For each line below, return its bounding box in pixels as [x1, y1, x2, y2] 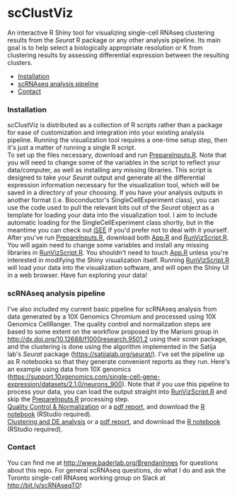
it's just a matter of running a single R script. [7, 143, 137, 152]
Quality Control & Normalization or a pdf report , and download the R [7, 402, 205, 411]
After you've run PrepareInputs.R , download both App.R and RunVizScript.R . [7, 233, 229, 242]
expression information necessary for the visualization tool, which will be [7, 181, 219, 189]
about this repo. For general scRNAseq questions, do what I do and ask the [7, 466, 226, 474]
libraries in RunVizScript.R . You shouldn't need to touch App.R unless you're [7, 249, 229, 257]
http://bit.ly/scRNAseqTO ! [7, 480, 82, 489]
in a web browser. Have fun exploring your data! [7, 271, 147, 280]
